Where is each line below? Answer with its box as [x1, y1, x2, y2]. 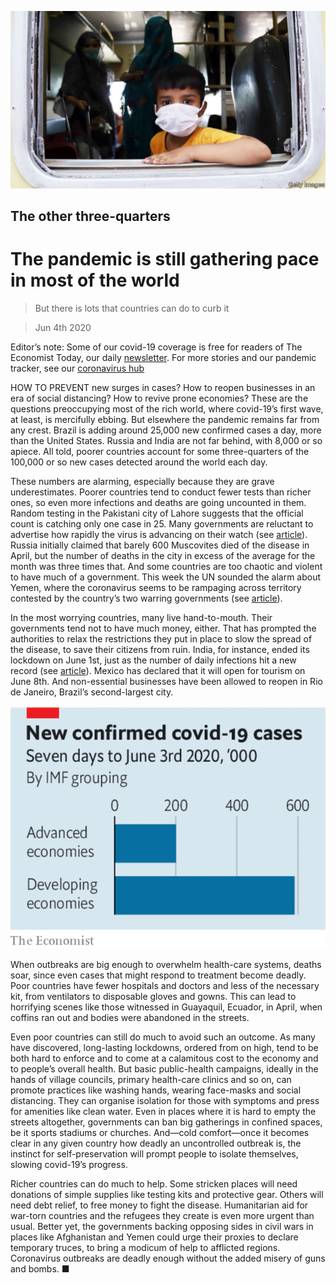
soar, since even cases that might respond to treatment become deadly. [10, 969, 307, 981]
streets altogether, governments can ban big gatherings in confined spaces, [10, 1116, 323, 1128]
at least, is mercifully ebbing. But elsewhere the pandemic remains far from [10, 413, 320, 425]
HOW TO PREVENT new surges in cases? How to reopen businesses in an [10, 381, 316, 393]
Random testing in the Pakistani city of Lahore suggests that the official [10, 507, 304, 519]
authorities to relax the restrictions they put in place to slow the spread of [10, 632, 313, 645]
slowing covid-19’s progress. [10, 1158, 128, 1170]
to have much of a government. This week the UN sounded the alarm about [10, 571, 322, 583]
